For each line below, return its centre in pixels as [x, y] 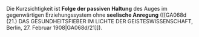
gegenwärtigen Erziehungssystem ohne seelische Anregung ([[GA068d [96, 15]
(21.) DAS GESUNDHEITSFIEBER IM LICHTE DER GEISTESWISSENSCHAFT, [100, 21]
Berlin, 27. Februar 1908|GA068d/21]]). [54, 27]
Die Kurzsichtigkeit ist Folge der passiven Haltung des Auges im [87, 9]
